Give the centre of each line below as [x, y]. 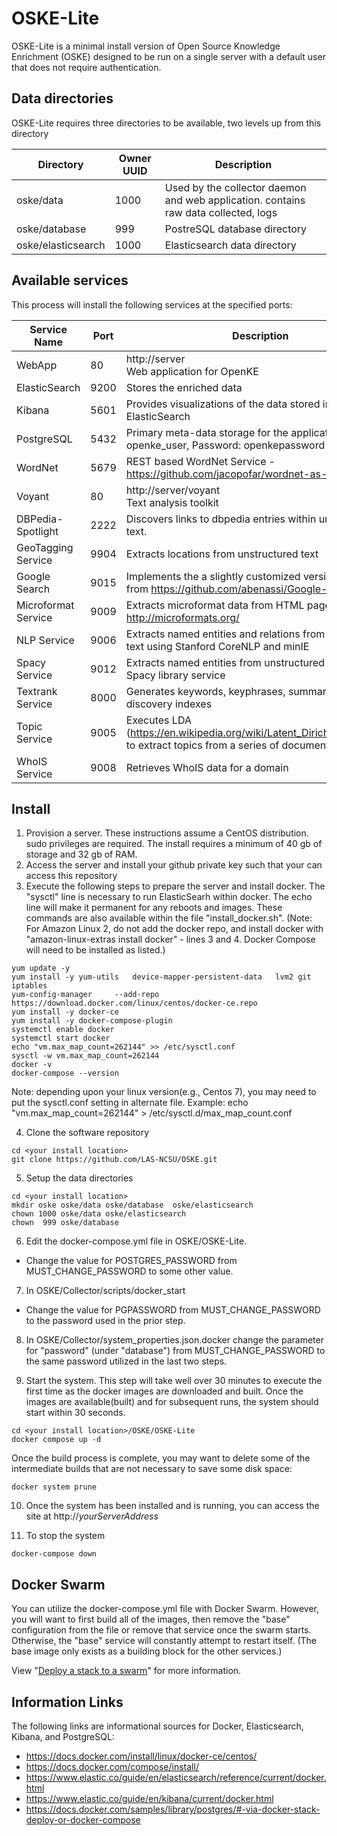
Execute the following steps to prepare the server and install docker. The [175, 886]
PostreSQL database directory [236, 229]
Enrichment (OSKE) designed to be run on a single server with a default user [168, 56]
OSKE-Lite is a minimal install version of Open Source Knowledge [146, 46]
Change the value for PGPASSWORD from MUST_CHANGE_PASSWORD [173, 1310]
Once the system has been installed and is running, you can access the [172, 1506]
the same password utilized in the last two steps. [126, 1361]
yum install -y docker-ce [65, 1012]
